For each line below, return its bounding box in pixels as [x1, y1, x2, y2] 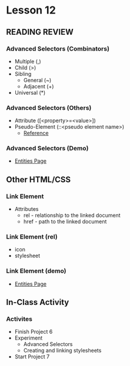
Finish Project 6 [14, 328, 53, 335]
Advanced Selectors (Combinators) [6, 45, 110, 53]
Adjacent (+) [23, 83, 54, 90]
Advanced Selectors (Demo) [6, 145, 89, 153]
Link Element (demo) [6, 267, 66, 275]
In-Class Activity [6, 297, 69, 307]
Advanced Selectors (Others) [6, 103, 92, 112]
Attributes [14, 206, 39, 213]
